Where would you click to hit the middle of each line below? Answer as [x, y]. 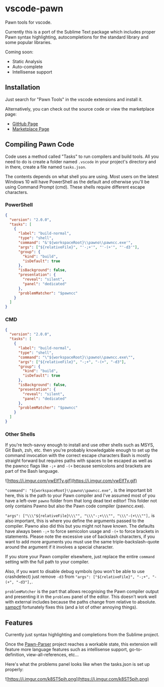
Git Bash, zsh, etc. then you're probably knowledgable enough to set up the [82, 450]
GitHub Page [25, 123]
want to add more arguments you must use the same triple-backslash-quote [82, 542]
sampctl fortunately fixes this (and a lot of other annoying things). [71, 607]
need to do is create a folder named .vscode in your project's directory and [81, 161]
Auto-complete [27, 67]
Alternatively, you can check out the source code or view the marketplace [80, 109]
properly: [14, 670]
